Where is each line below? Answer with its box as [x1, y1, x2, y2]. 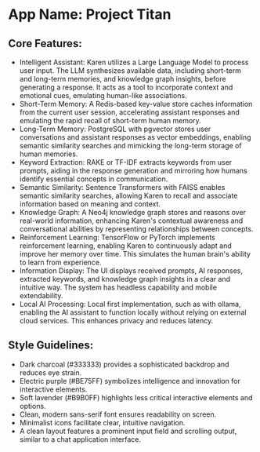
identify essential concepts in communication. [19, 174, 168, 184]
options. [19, 401, 46, 410]
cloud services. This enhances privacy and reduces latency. [19, 316, 214, 325]
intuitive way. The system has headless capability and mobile [19, 282, 218, 292]
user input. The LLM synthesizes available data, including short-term [19, 66, 241, 75]
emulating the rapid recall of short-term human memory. [19, 116, 201, 125]
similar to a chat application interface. [19, 434, 142, 444]
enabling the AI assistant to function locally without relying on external [19, 308, 247, 317]
